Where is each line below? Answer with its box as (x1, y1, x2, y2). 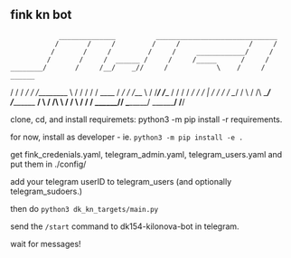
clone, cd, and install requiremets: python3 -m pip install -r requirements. (10, 113, 283, 125)
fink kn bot (10, 7, 72, 23)
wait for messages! (10, 238, 81, 249)
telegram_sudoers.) (10, 186, 83, 196)
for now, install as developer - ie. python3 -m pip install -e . (10, 131, 243, 142)
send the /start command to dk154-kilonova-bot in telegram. (10, 221, 239, 232)
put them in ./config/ (10, 158, 87, 169)
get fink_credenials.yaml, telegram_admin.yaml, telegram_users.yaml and (10, 148, 283, 159)
